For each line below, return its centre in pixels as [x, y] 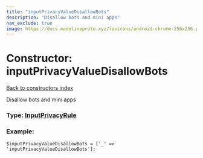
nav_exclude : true [29, 23]
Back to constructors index [40, 88]
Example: [20, 131]
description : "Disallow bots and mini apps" [63, 17]
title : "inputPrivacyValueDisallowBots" [58, 12]
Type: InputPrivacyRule [41, 115]
